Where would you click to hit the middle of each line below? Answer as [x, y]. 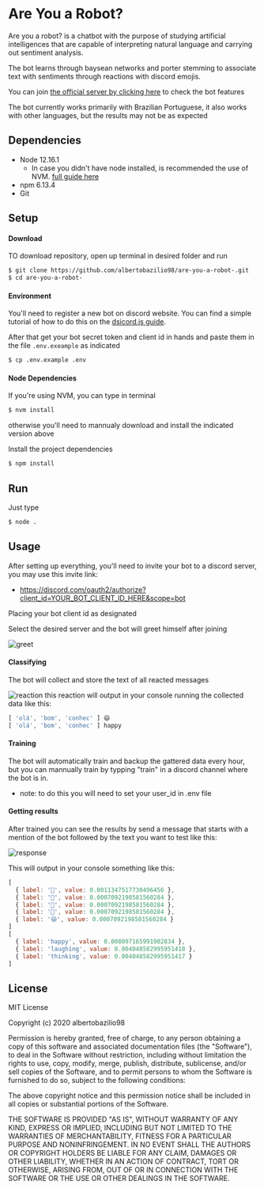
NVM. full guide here [65, 176]
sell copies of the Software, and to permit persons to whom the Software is [130, 1072]
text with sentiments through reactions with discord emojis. [105, 76]
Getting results [33, 811]
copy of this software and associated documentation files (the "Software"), [130, 1046]
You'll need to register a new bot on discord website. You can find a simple [130, 313]
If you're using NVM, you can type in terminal [82, 396]
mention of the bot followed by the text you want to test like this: [113, 837]
